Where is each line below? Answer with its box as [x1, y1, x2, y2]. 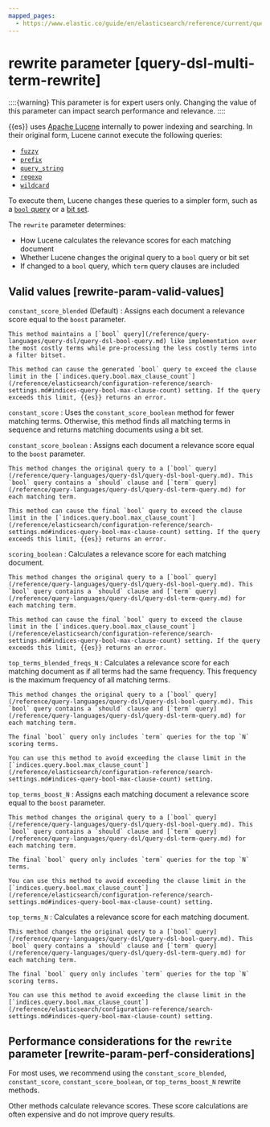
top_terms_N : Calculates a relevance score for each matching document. [8, 912, 250, 922]
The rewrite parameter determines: [8, 220, 126, 230]
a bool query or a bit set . [8, 205, 90, 214]
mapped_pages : [8, 11, 56, 20]
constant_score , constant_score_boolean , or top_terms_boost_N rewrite [8, 1077, 241, 1087]
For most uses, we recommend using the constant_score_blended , [8, 1068, 227, 1078]
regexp [19, 173, 43, 181]
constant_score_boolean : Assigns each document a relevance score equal [8, 441, 255, 450]
